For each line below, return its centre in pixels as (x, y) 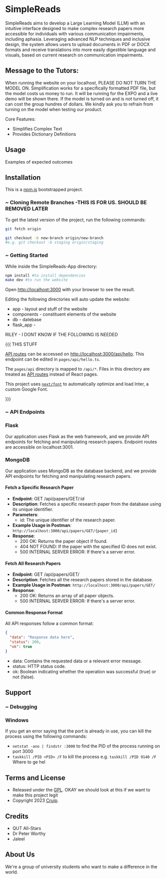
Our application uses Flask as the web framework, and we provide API (77, 436)
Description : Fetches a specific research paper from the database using (87, 504)
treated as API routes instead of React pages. (52, 374)
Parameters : (25, 515)
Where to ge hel (29, 762)
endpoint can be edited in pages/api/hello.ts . (53, 359)
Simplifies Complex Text (37, 129)
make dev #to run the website (37, 280)
